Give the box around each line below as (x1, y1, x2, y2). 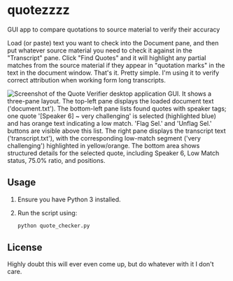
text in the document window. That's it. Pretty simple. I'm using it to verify (7, 69, 220, 77)
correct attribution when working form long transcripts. (7, 75, 166, 84)
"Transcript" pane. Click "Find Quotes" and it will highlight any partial (7, 53, 206, 62)
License (7, 242, 43, 254)
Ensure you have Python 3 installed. (17, 195, 121, 203)
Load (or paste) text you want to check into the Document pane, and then (7, 38, 219, 47)
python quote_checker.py (17, 222, 90, 229)
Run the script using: (17, 208, 78, 217)
